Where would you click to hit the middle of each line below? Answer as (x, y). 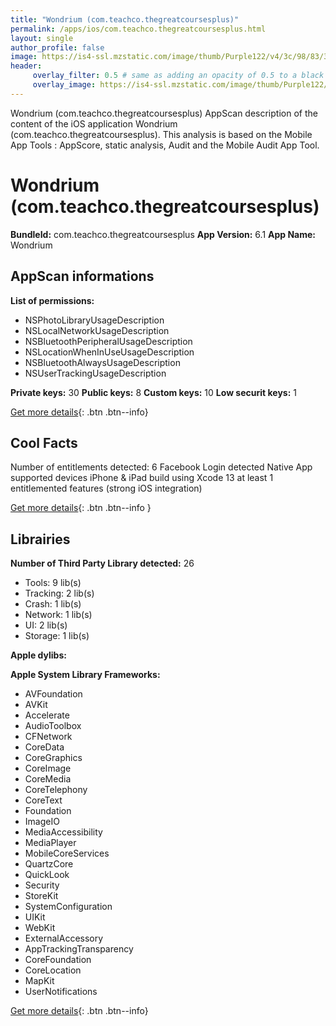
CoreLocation (53, 970)
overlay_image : (64, 85)
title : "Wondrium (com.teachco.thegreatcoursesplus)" (125, 19)
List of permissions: (52, 300)
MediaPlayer (50, 843)
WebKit (40, 928)
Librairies (40, 539)
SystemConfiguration (68, 907)
